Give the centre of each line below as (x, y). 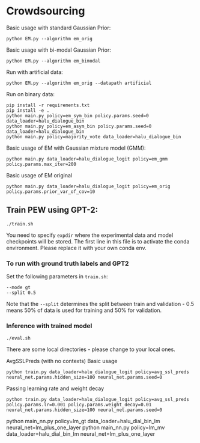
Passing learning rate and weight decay (55, 388)
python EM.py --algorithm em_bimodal (53, 61)
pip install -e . (28, 110)
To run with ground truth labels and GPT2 (68, 263)
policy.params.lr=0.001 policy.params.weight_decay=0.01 (79, 405)
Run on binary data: (31, 94)
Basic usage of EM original (39, 175)
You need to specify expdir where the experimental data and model (90, 235)
